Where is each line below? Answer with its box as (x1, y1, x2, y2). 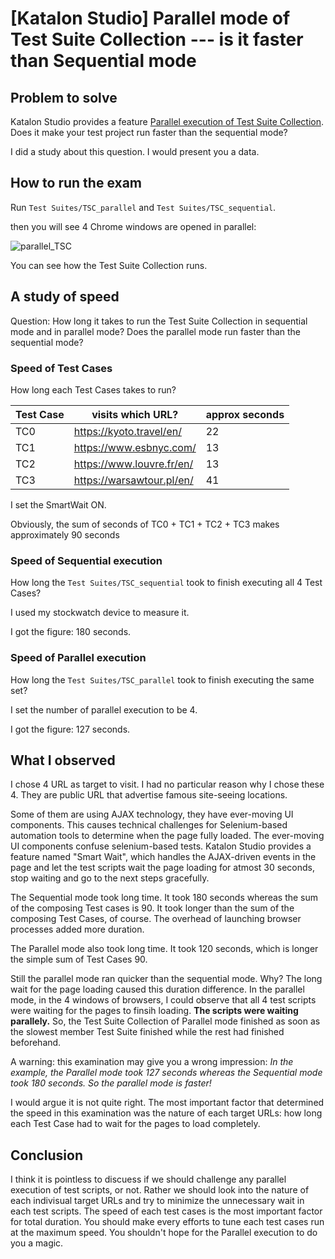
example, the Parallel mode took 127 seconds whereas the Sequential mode (10, 1067, 323, 1079)
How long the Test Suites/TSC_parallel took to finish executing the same (10, 673, 315, 686)
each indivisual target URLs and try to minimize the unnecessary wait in (10, 1195, 305, 1207)
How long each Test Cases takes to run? (10, 383, 177, 396)
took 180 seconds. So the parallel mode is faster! (10, 1077, 212, 1089)
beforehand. (10, 1037, 62, 1049)
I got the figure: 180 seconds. (10, 626, 132, 638)
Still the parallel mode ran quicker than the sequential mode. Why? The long (10, 973, 323, 985)
